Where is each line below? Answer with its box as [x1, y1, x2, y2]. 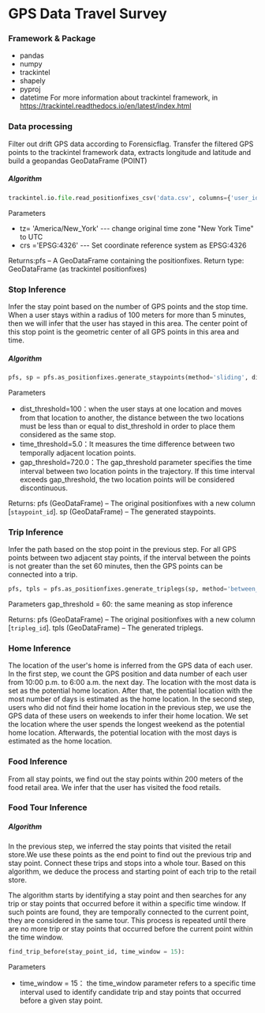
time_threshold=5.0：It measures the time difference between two [19, 439, 235, 448]
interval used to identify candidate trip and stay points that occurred [19, 988, 241, 997]
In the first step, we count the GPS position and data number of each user [8, 669, 248, 678]
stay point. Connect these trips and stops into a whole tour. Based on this [8, 859, 246, 868]
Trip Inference [8, 527, 64, 538]
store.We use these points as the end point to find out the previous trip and [8, 850, 252, 860]
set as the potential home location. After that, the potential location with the [8, 686, 253, 696]
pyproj [19, 85, 41, 94]
